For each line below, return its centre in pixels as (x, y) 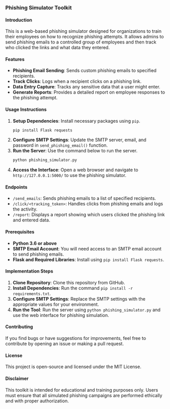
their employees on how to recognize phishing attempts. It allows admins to (85, 37)
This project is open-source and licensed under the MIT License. (73, 367)
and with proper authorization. (37, 401)
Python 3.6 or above (35, 243)
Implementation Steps (29, 271)
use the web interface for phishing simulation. (61, 315)
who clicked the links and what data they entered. (57, 48)
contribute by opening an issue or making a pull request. (65, 344)
